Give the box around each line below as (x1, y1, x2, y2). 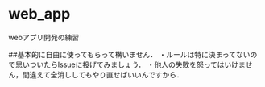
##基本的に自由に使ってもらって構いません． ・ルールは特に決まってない (8, 49, 251, 59)
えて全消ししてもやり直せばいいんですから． (35, 69, 184, 79)
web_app (8, 5, 71, 23)
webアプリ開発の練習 (8, 32, 79, 42)
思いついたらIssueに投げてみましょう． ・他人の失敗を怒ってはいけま (14, 60, 246, 69)
